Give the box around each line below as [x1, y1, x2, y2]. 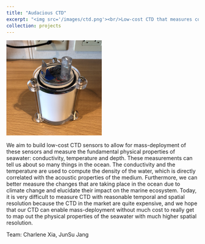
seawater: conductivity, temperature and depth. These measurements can [6, 155, 193, 162]
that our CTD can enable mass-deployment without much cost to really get [6, 206, 195, 214]
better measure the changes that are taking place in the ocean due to [6, 180, 181, 188]
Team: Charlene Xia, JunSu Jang [6, 231, 89, 239]
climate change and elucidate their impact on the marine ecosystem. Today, [6, 187, 197, 194]
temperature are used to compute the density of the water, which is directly [6, 167, 196, 175]
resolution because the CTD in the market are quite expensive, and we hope [6, 200, 198, 207]
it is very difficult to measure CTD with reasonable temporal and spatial [6, 193, 185, 201]
